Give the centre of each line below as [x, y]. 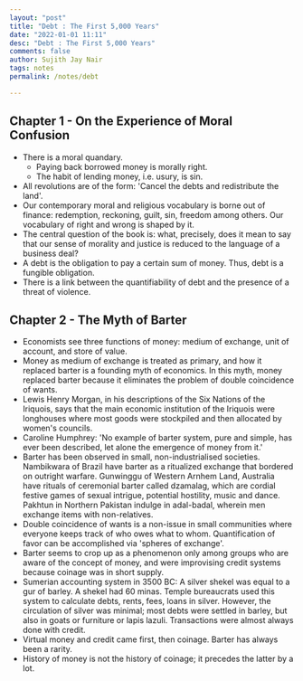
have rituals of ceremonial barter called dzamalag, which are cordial [149, 486]
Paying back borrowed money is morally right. [122, 166]
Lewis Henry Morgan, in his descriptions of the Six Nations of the [144, 400]
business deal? [50, 253]
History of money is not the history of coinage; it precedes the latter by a [158, 659]
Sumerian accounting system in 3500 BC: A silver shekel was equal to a [156, 582]
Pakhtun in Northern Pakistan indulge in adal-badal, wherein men [144, 505]
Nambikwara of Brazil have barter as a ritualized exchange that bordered [158, 467]
